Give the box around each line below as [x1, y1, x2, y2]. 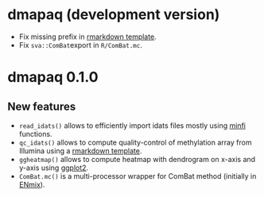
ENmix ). [18, 180, 45, 189]
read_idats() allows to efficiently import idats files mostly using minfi [18, 121, 246, 130]
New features [7, 99, 76, 113]
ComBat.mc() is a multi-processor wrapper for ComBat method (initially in [18, 171, 257, 180]
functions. [18, 129, 52, 138]
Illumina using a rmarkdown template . [18, 145, 142, 156]
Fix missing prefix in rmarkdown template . [18, 32, 157, 41]
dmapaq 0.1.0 [7, 68, 99, 87]
